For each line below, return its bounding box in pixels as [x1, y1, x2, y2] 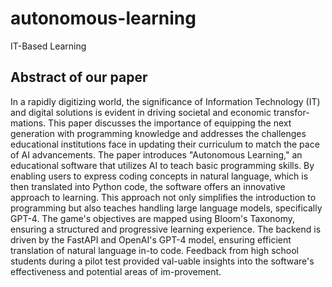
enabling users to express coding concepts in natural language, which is [10, 170, 309, 182]
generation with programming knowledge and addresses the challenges [10, 127, 307, 139]
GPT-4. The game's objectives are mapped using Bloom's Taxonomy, [10, 212, 296, 224]
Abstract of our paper [10, 69, 148, 86]
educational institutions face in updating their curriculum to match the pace [10, 138, 320, 150]
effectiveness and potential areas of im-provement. [10, 265, 222, 277]
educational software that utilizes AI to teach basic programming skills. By [10, 159, 315, 171]
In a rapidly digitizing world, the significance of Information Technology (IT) [10, 95, 321, 107]
